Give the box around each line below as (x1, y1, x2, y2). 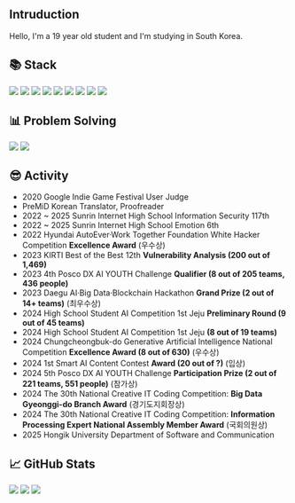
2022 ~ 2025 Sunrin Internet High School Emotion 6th (21, 220, 220, 231)
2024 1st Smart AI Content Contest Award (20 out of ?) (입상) (21, 358, 246, 369)
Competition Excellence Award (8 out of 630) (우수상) (21, 347, 220, 358)
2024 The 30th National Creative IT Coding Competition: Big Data (21, 389, 263, 399)
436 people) (21, 279, 69, 289)
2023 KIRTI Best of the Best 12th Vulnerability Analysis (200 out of (21, 250, 270, 261)
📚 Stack (9, 58, 58, 73)
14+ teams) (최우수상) (21, 298, 102, 309)
